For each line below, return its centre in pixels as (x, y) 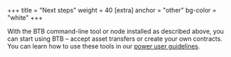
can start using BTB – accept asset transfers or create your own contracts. (115, 39)
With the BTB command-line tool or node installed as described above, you (116, 31)
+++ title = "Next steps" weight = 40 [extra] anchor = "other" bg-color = (112, 10)
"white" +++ (25, 18)
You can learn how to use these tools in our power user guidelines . (104, 46)
